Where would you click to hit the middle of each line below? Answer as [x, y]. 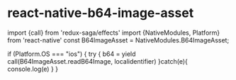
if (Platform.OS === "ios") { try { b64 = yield [72, 54]
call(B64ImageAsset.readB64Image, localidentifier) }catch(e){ [97, 61]
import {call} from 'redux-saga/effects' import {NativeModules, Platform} [114, 33]
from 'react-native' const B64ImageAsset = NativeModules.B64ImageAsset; [118, 40]
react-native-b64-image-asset [101, 13]
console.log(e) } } [33, 69]
